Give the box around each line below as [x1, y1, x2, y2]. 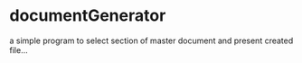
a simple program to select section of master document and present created [9, 35, 294, 46]
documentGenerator [9, 5, 166, 26]
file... [9, 44, 29, 55]
